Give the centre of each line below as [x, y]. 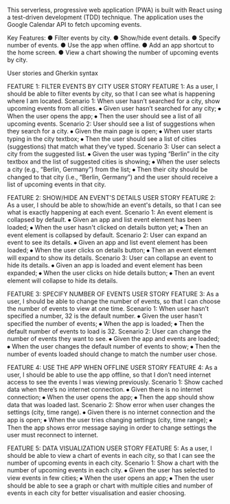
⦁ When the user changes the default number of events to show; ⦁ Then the [114, 346]
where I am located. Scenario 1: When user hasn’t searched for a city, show [114, 101]
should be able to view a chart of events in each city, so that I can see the [111, 456]
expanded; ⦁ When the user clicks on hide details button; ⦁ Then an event [111, 273]
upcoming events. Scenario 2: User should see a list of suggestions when [111, 124]
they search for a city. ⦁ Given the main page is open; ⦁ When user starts [110, 131]
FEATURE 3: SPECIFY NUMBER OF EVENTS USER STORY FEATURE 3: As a [113, 294]
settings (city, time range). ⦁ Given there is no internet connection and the [111, 412]
